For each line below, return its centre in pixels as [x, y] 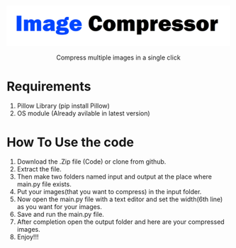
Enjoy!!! [28, 237]
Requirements [49, 86]
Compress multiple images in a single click [118, 57]
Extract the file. [39, 169]
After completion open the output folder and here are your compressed [120, 222]
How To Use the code [70, 142]
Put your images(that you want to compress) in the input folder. [109, 192]
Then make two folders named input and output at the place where [114, 177]
